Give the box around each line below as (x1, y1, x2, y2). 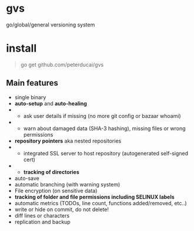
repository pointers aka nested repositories (14, 137, 122, 144)
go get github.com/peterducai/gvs (20, 61, 104, 68)
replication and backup (14, 218, 71, 225)
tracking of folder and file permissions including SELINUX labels (14, 193, 175, 201)
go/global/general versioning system (6, 21, 95, 28)
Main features (6, 78, 59, 88)
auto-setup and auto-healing (14, 100, 87, 107)
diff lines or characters (14, 212, 70, 219)
